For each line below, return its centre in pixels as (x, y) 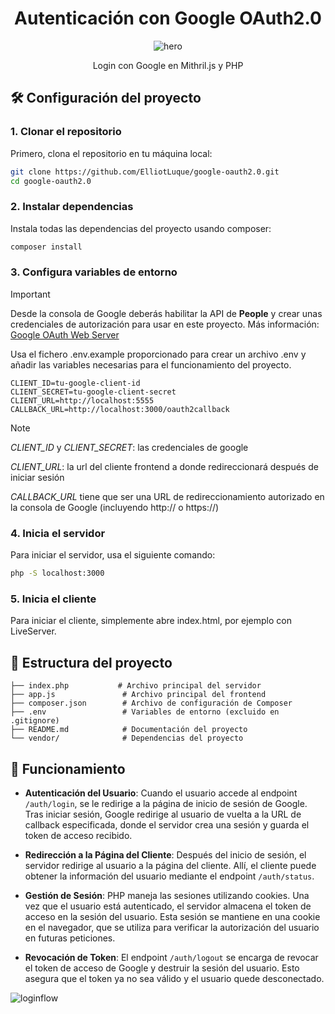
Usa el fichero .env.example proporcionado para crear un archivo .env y (158, 354)
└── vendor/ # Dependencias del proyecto (127, 738)
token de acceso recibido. (78, 835)
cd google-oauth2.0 (51, 181)
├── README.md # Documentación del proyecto (129, 730)
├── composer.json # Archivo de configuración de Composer (151, 703)
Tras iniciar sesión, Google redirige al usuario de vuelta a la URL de (163, 814)
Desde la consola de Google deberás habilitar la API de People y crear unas (166, 313)
